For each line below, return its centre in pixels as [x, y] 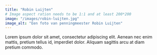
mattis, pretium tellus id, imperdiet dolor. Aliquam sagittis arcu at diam [75, 42]
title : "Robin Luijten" [29, 9]
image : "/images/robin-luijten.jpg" [42, 18]
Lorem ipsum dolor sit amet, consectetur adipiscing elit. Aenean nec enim [79, 37]
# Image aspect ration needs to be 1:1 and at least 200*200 [68, 14]
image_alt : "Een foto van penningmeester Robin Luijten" [64, 23]
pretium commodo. [24, 47]
